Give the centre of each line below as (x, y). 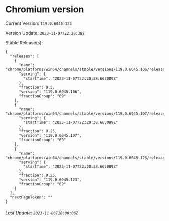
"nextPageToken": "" (31, 197)
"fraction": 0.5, (37, 87)
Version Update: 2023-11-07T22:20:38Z (45, 33)
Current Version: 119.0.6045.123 (39, 23)
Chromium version (45, 9)
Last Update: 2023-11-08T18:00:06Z (42, 213)
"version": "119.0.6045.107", (50, 135)
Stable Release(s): (24, 43)
